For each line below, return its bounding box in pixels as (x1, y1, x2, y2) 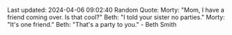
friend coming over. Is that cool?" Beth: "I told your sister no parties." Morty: (7, 13, 225, 21)
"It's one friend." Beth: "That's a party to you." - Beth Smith (7, 21, 177, 28)
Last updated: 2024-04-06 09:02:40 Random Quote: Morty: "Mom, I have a (7, 6, 225, 14)
